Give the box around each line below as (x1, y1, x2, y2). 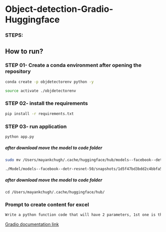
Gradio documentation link (5, 221, 59, 227)
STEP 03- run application (5, 123, 67, 130)
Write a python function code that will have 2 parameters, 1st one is (5, 212, 156, 217)
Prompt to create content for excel (5, 201, 89, 208)
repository (5, 68, 31, 75)
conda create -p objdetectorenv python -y (5, 79, 94, 84)
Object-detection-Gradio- (5, 3, 114, 15)
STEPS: (5, 32, 24, 39)
